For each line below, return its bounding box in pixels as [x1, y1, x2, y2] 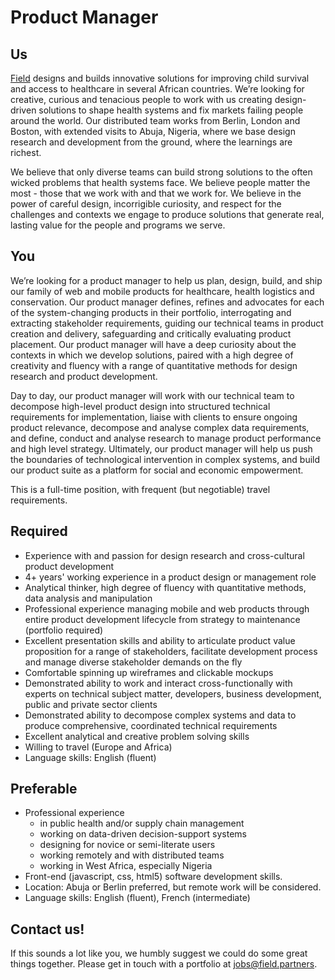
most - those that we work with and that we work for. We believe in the [10, 187, 302, 199]
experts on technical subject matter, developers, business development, [24, 687, 322, 700]
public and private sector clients [24, 698, 158, 710]
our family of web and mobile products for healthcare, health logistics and [10, 285, 315, 297]
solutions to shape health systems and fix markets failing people [38, 104, 304, 116]
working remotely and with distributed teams [39, 849, 225, 861]
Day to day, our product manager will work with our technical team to [10, 389, 295, 401]
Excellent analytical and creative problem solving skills [24, 730, 250, 742]
